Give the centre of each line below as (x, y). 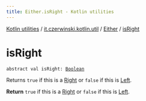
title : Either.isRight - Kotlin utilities (60, 12)
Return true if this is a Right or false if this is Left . (68, 91)
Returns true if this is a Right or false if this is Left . (69, 80)
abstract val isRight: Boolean (45, 69)
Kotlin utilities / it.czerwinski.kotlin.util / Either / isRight (73, 29)
